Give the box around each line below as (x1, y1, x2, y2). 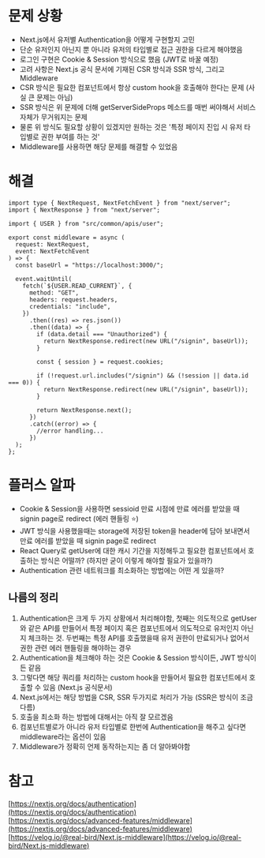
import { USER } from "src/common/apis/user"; (8, 219, 164, 227)
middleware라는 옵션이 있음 (19, 732, 106, 741)
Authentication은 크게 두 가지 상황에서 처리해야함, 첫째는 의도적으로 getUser (19, 613, 257, 623)
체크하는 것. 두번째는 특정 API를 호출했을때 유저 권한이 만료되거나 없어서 (28, 633, 250, 643)
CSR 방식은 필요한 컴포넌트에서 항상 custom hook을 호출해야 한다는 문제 (19, 82, 244, 92)
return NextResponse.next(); (36, 406, 132, 414)
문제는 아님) (36, 92, 73, 102)
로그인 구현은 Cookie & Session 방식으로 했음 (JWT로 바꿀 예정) (19, 54, 219, 64)
